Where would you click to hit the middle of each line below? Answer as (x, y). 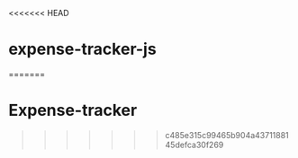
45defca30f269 (194, 145)
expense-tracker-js (82, 49)
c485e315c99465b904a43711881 (227, 135)
